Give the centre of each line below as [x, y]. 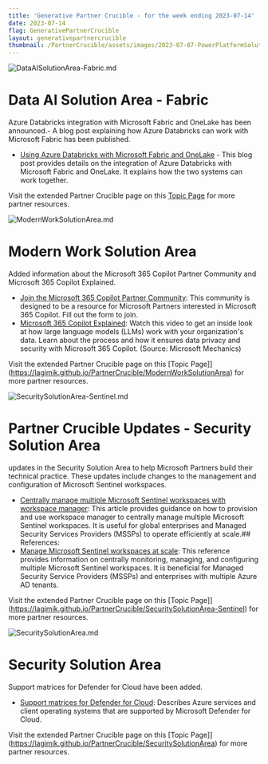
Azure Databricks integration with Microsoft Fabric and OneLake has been [130, 122]
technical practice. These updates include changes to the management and [132, 476]
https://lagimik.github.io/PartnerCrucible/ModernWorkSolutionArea [120, 372]
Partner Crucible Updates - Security [130, 429]
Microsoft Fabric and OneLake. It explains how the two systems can [131, 171]
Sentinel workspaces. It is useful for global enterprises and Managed [133, 525]
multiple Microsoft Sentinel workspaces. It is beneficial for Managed [132, 568]
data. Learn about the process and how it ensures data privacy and [130, 340]
